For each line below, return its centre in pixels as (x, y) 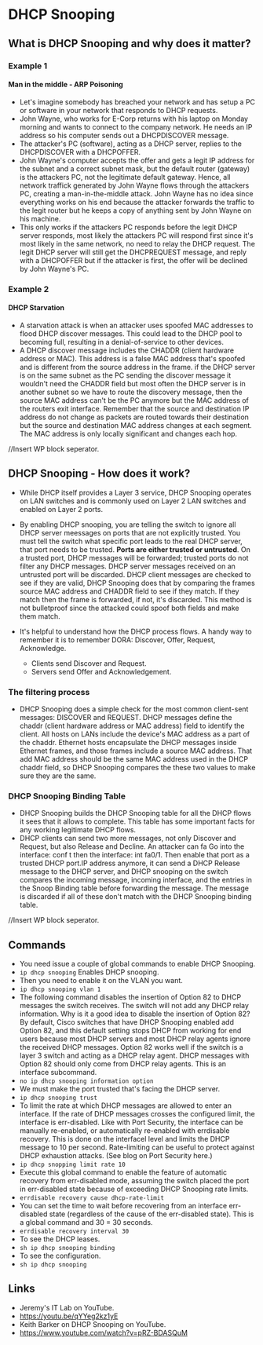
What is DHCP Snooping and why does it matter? (130, 44)
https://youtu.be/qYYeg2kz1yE (69, 1316)
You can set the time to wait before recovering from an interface (123, 1206)
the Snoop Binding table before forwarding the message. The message (134, 888)
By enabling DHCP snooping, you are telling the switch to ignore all (128, 524)
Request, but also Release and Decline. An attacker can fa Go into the (132, 846)
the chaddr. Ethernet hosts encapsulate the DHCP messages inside (128, 742)
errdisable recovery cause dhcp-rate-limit (92, 1198)
